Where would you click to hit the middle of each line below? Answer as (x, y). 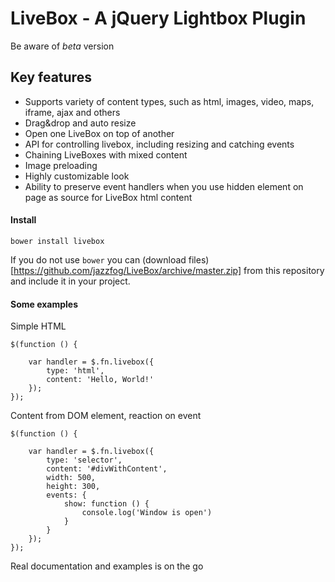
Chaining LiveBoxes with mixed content (106, 154)
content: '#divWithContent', (107, 469)
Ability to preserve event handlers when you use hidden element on (164, 186)
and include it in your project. (70, 281)
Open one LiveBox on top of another (99, 133)
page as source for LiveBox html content (108, 197)
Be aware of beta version (62, 46)
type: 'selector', (84, 460)
